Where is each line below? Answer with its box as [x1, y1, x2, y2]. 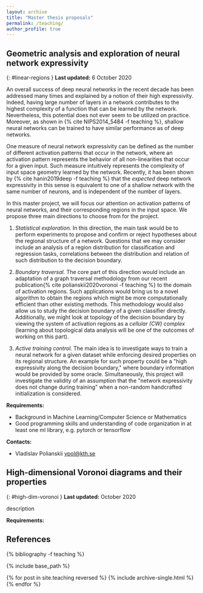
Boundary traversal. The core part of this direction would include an [15, 269, 185, 276]
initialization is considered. [15, 390, 82, 397]
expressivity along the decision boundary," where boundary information [15, 364, 195, 371]
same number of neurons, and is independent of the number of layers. [6, 188, 182, 195]
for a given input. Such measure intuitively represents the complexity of [6, 162, 185, 170]
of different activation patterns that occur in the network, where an [6, 149, 173, 157]
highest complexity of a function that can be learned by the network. [6, 105, 178, 112]
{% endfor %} [6, 580, 41, 588]
